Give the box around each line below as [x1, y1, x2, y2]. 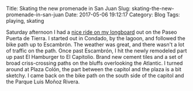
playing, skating [6, 17, 44, 24]
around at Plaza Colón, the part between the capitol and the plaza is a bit [6, 66, 181, 72]
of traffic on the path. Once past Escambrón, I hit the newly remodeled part [6, 47, 187, 54]
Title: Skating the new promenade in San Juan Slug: [6, 5, 130, 12]
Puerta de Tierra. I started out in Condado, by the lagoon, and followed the [6, 35, 185, 41]
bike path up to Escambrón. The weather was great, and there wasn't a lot [6, 41, 185, 48]
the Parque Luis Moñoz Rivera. [6, 78, 80, 85]
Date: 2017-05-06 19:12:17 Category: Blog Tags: [65, 11, 180, 18]
